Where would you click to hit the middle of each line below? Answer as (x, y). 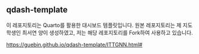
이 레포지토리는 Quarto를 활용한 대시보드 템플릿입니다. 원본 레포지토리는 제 (94, 25)
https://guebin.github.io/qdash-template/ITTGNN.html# (74, 44)
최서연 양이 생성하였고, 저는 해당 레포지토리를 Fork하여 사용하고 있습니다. (107, 32)
